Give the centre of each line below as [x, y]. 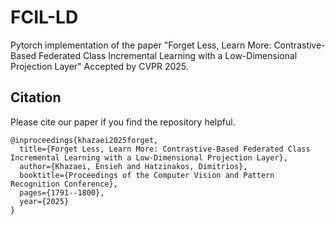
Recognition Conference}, [64, 184]
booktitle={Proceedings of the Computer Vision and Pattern [147, 175]
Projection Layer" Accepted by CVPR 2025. [99, 66]
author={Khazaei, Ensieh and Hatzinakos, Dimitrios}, [133, 166]
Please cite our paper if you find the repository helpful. [123, 122]
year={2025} [44, 201]
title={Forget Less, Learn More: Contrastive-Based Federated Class [165, 149]
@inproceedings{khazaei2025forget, [84, 140]
